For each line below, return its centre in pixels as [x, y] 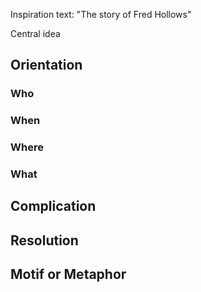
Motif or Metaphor [68, 274]
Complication [53, 206]
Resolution [44, 240]
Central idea [35, 33]
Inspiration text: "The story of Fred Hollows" [101, 14]
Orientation [46, 65]
